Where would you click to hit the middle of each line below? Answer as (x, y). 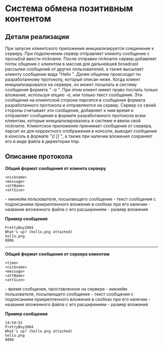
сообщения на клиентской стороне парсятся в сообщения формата (75, 100)
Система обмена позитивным (69, 9)
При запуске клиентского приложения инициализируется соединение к (80, 48)
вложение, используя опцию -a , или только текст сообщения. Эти (74, 95)
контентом (28, 19)
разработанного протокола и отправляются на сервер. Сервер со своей (81, 105)
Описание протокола (39, 157)
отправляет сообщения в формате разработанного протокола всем (75, 115)
